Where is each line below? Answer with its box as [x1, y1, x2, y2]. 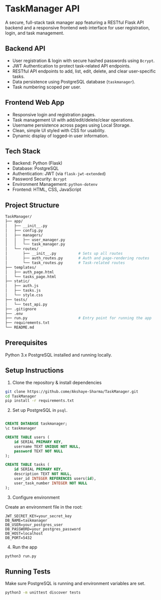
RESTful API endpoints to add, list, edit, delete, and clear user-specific [12, 68, 156, 74]
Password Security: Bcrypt [12, 176, 67, 182]
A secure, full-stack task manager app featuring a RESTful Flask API [5, 19, 144, 25]
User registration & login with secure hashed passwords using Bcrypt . [12, 58, 155, 64]
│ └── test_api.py [5, 301, 48, 307]
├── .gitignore [5, 306, 37, 311]
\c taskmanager [5, 426, 37, 431]
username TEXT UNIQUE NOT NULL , [14, 444, 81, 449]
